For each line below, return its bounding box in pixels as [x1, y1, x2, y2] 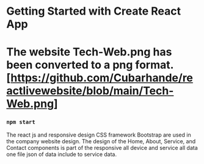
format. [135, 58, 174, 72]
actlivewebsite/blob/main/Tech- [6, 84, 174, 98]
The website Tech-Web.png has [6, 45, 172, 59]
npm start [6, 119, 35, 126]
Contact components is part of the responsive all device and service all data [6, 144, 199, 151]
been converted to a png [6, 58, 133, 72]
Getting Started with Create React [6, 4, 181, 18]
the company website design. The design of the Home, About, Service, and [6, 137, 196, 144]
